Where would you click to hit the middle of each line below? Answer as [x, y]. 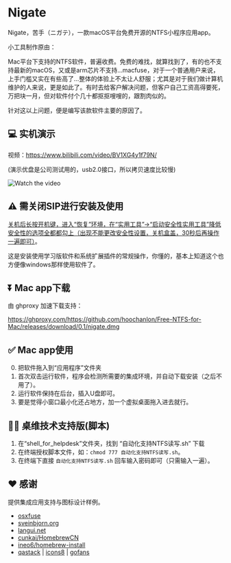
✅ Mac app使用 [41, 350]
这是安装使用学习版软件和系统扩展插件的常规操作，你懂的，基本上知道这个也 [116, 255]
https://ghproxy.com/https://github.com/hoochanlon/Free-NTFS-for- [105, 319]
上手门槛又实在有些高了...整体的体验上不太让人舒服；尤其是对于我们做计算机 [115, 78]
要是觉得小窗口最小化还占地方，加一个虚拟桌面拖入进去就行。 [105, 402]
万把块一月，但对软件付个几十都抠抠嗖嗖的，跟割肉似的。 [89, 96]
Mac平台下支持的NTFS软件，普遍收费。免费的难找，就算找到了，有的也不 [112, 61]
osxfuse [29, 516]
